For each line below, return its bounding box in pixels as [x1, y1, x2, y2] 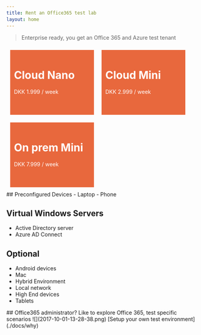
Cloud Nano [14, 68, 75, 82]
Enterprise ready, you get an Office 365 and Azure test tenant [21, 34, 177, 41]
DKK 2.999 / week [105, 88, 151, 96]
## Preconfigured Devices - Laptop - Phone [6, 190, 117, 198]
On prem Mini [14, 140, 83, 154]
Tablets [15, 297, 34, 304]
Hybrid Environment [15, 278, 66, 285]
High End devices [15, 290, 60, 298]
